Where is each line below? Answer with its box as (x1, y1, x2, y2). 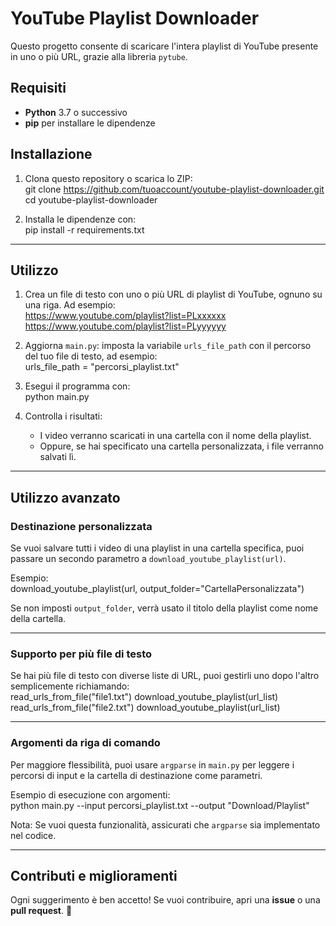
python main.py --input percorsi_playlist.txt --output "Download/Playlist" (10, 799, 310, 811)
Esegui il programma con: (24, 380, 131, 392)
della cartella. (10, 613, 67, 625)
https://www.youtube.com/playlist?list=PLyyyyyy (24, 320, 227, 332)
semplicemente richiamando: (10, 680, 130, 692)
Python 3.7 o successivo (24, 106, 128, 118)
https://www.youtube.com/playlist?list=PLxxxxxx (24, 310, 227, 322)
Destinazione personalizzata (10, 519, 153, 533)
